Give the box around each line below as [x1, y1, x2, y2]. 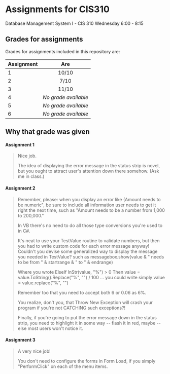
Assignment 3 [5, 337, 36, 343]
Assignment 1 [5, 141, 35, 147]
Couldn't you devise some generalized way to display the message [17, 248, 158, 254]
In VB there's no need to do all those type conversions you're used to [17, 222, 163, 229]
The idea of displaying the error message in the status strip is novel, [17, 163, 160, 169]
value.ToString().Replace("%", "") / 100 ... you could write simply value [17, 274, 165, 280]
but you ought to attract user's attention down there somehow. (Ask [17, 168, 159, 174]
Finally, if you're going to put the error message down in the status [17, 314, 157, 320]
